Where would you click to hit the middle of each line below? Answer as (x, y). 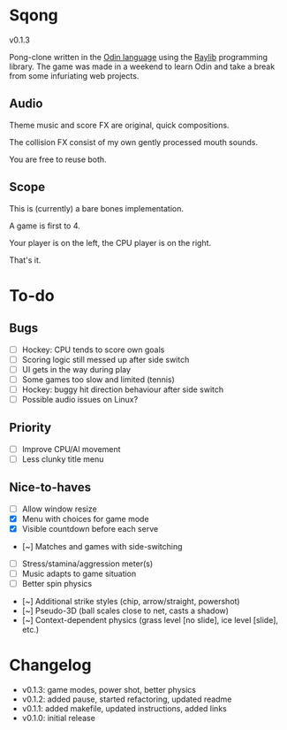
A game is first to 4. (45, 226)
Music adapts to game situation (79, 573)
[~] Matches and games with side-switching (102, 546)
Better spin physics (57, 584)
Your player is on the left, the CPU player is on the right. (110, 242)
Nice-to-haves (50, 488)
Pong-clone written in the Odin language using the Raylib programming (138, 57)
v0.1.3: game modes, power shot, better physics (109, 690)
